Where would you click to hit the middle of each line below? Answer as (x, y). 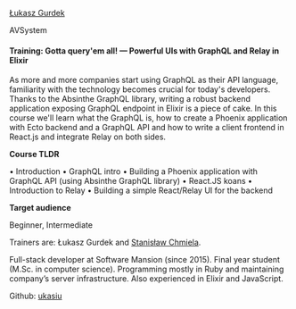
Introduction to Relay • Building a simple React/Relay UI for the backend (141, 190)
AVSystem (28, 30)
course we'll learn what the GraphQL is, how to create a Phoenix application (148, 118)
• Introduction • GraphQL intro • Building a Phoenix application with (134, 171)
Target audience (40, 208)
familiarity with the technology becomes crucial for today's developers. (140, 89)
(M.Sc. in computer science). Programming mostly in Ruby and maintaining (147, 269)
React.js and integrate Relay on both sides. (88, 137)
